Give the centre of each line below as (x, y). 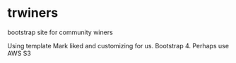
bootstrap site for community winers (60, 32)
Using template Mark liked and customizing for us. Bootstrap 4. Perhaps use (118, 45)
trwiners (33, 13)
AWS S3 (19, 53)
